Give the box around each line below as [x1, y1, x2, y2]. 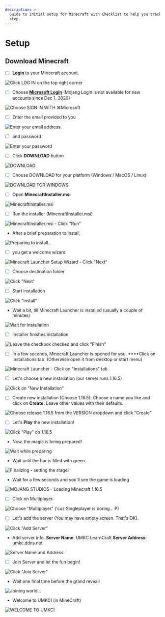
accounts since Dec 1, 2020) [12, 95, 70, 101]
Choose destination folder [12, 268, 65, 274]
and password [12, 133, 41, 139]
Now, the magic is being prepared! [12, 439, 82, 445]
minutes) [12, 312, 30, 318]
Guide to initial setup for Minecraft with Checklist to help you [9, 12, 148, 17]
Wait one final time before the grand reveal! [12, 578, 100, 584]
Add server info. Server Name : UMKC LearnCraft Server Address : [12, 534, 147, 540]
